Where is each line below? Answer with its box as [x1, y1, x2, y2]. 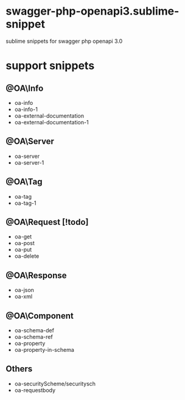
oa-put [14, 246, 32, 254]
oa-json [14, 287, 35, 294]
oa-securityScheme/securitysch [14, 380, 96, 387]
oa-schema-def [14, 327, 54, 334]
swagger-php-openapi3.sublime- [5, 4, 180, 18]
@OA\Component [5, 310, 74, 321]
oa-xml [14, 293, 33, 300]
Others [5, 364, 33, 374]
